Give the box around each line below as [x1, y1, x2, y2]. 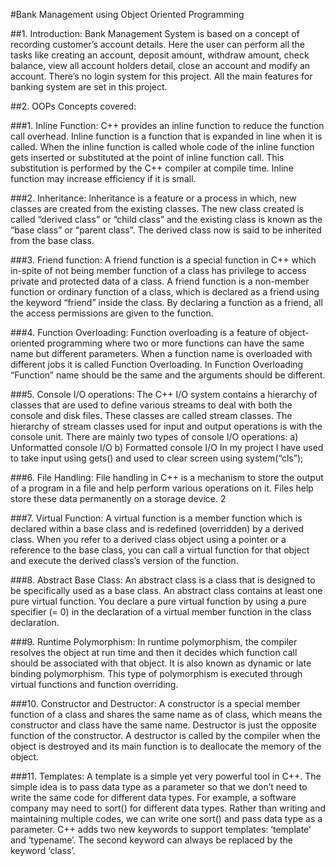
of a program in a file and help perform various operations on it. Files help [10, 482, 314, 494]
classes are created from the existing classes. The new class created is [10, 203, 305, 214]
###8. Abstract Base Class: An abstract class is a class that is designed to [10, 574, 316, 586]
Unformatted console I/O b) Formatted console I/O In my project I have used [10, 442, 324, 453]
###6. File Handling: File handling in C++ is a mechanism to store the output [10, 472, 324, 483]
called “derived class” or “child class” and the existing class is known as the [10, 214, 323, 225]
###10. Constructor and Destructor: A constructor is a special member [10, 698, 301, 709]
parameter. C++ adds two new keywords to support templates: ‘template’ [10, 824, 312, 835]
